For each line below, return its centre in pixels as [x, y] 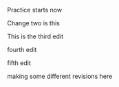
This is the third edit [35, 36]
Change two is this [34, 23]
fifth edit [19, 63]
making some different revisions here [60, 76]
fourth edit [22, 50]
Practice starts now [35, 10]
